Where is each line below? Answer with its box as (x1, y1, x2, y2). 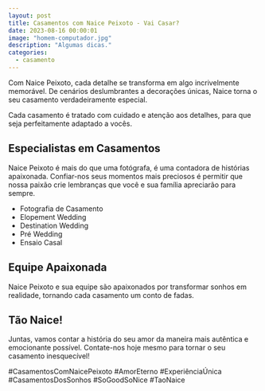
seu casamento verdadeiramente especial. (8, 95, 148, 104)
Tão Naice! (8, 313, 64, 326)
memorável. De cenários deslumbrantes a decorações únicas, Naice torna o (8, 86, 258, 96)
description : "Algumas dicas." (8, 41, 112, 49)
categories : (8, 49, 48, 57)
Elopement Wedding (19, 212, 87, 221)
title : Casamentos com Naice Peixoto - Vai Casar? (8, 19, 180, 27)
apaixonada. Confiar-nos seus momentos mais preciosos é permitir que (8, 171, 243, 181)
